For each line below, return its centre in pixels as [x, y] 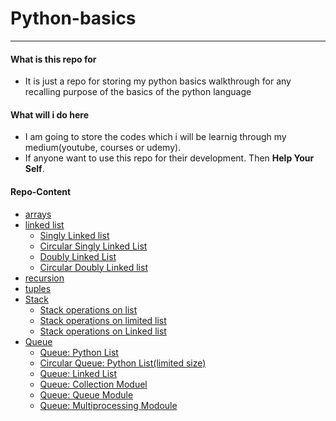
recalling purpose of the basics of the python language [138, 92]
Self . [34, 169]
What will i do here [50, 114]
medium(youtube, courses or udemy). [103, 148]
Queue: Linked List [78, 373]
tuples [38, 288]
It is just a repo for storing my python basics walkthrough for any [158, 81]
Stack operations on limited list [103, 320]
